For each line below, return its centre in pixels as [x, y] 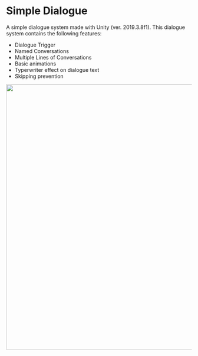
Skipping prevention [39, 76]
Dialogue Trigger [35, 45]
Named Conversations [42, 51]
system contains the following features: [54, 33]
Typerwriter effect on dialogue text [57, 70]
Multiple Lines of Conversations [53, 57]
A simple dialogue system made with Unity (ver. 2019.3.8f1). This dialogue [96, 27]
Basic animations [35, 64]
